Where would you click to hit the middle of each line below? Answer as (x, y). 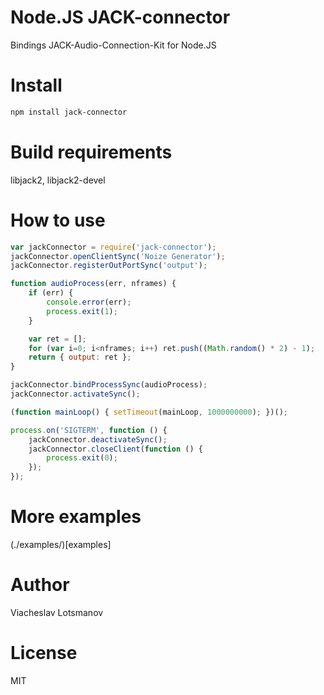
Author (40, 585)
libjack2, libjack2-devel (58, 180)
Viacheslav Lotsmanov (57, 612)
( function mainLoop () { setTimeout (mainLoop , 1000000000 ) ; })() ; (149, 412)
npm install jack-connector (69, 112)
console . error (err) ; (89, 302)
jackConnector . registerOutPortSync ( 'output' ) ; (109, 266)
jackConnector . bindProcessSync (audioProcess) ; (109, 385)
